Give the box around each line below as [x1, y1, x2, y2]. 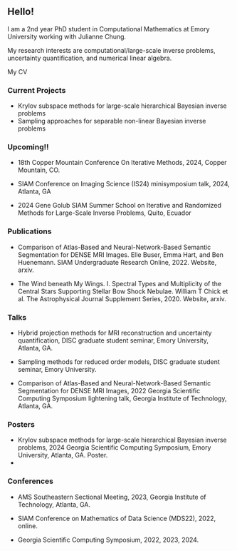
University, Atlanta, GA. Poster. [17, 451, 108, 460]
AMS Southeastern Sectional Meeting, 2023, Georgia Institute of [17, 492, 206, 501]
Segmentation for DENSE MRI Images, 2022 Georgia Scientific [17, 387, 201, 395]
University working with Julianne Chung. [7, 32, 127, 41]
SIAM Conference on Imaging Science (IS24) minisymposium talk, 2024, [17, 180, 230, 188]
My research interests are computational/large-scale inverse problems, [7, 46, 216, 54]
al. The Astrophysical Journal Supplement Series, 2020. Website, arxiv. [17, 294, 226, 303]
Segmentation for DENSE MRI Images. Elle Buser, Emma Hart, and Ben [17, 250, 224, 259]
